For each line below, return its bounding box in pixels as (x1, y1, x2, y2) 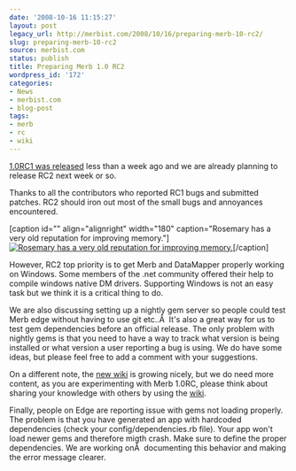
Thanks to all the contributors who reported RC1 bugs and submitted (9, 187, 259, 197)
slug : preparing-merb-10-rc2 (9, 37, 117, 47)
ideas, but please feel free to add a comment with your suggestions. (9, 351, 259, 362)
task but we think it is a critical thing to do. (9, 287, 164, 297)
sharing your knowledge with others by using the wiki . (9, 387, 206, 398)
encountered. (9, 205, 58, 217)
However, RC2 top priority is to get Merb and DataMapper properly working (9, 259, 285, 270)
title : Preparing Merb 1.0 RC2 (9, 63, 125, 72)
